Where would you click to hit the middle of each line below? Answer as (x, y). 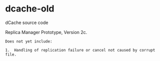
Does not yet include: (29, 41)
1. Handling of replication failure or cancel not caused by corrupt (80, 50)
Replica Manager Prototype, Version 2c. (46, 32)
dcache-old (30, 9)
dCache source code (27, 22)
